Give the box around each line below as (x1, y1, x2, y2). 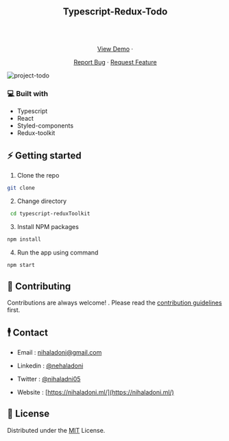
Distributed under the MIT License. (7, 426, 106, 434)
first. (7, 306, 21, 314)
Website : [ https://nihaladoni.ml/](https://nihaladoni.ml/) (16, 388, 175, 396)
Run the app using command (16, 248, 99, 257)
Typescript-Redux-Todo (62, 6, 168, 18)
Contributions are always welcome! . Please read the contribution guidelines (7, 298, 222, 307)
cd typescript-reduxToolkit (10, 210, 91, 217)
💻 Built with (7, 88, 49, 98)
